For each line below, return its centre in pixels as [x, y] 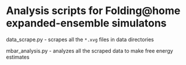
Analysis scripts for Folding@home [93, 11]
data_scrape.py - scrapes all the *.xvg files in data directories [80, 39]
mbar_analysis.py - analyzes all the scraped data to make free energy [90, 50]
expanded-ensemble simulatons [86, 23]
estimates [18, 57]
